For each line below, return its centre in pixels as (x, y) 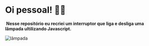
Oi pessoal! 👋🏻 (35, 10)
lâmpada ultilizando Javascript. (38, 28)
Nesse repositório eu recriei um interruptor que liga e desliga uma (75, 23)
